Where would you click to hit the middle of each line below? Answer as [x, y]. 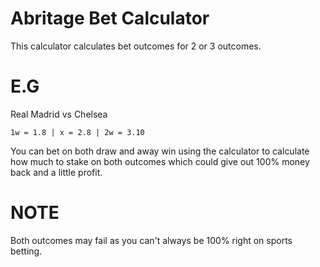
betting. [26, 251]
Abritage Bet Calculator [110, 18]
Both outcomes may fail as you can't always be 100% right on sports [151, 240]
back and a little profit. [56, 172]
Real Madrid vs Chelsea [59, 114]
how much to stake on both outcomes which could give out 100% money [160, 161]
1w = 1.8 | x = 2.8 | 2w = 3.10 [77, 132]
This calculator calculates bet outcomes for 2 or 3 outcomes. [136, 46]
